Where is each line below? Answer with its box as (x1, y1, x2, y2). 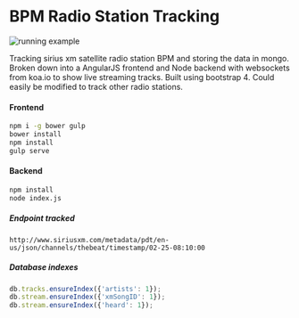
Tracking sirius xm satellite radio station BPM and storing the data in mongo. (9, 53, 290, 63)
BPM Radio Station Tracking (9, 6, 220, 27)
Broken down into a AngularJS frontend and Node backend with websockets (9, 62, 290, 73)
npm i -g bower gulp (9, 122, 87, 131)
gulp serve (9, 146, 50, 155)
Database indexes (9, 262, 79, 273)
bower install (9, 130, 62, 139)
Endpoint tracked (9, 213, 75, 224)
